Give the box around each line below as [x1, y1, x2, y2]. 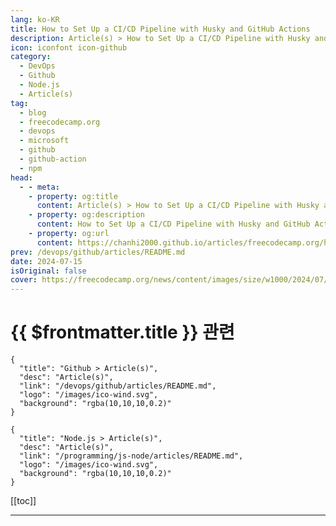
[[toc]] [10, 495, 37, 507]
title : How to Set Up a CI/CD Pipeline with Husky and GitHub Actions [10, 24, 311, 34]
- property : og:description [28, 210, 145, 220]
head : [10, 172, 33, 183]
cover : [10, 275, 38, 285]
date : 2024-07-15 [10, 256, 83, 266]
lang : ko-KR [10, 14, 60, 25]
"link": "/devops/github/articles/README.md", [19, 381, 217, 391]
